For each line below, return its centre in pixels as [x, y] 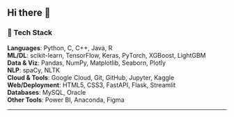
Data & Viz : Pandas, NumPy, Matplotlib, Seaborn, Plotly [86, 63]
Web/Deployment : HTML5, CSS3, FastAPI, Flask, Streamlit [92, 85]
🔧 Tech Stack [30, 33]
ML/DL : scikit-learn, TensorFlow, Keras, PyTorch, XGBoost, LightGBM [107, 55]
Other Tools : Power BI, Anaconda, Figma [66, 100]
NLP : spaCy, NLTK [34, 70]
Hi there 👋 [29, 13]
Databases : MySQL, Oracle [47, 92]
